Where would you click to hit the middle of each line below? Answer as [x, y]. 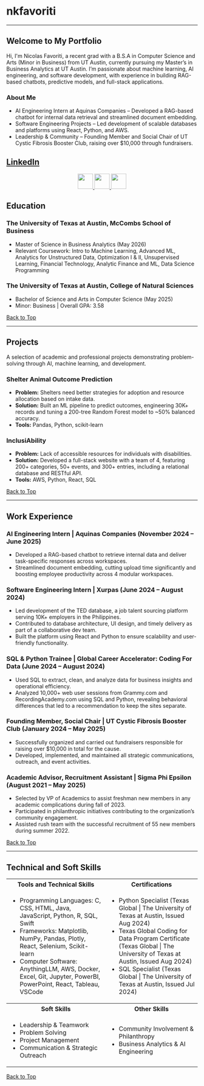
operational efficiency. [43, 686]
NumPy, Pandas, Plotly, [53, 938]
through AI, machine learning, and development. [86, 363]
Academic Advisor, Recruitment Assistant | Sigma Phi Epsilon [99, 777]
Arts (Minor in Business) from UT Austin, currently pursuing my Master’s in [100, 62]
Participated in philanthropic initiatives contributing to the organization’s [105, 811]
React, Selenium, [44, 946]
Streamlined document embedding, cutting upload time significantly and [105, 567]
